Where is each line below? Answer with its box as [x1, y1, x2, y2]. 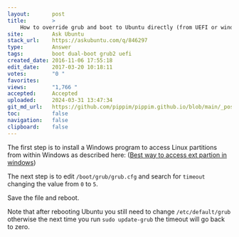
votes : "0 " [7, 70, 65, 77]
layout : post [7, 10, 65, 18]
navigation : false [7, 116, 69, 123]
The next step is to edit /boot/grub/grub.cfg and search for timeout [7, 172, 206, 181]
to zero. [7, 222, 30, 231]
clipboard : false [7, 123, 69, 131]
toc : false [7, 110, 69, 117]
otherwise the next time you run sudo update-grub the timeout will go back [7, 215, 225, 223]
